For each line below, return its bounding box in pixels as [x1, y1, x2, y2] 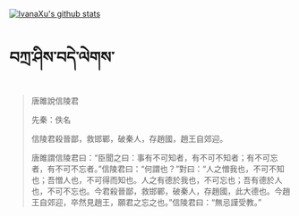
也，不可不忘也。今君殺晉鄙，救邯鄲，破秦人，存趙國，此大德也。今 [30, 186, 283, 196]
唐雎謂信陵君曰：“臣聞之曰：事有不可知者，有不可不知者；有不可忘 [30, 152, 278, 162]
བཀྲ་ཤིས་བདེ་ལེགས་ [9, 47, 115, 68]
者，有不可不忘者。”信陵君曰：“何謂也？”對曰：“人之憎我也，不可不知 [30, 163, 285, 174]
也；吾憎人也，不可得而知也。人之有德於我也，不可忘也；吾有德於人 [30, 174, 283, 185]
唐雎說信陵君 [30, 95, 79, 106]
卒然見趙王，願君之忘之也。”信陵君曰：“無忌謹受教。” [70, 196, 262, 207]
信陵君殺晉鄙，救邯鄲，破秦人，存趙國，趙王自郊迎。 [30, 133, 228, 144]
